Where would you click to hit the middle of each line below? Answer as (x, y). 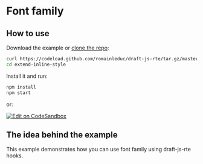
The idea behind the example (62, 135)
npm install (21, 87)
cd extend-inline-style (36, 65)
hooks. (15, 156)
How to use (28, 33)
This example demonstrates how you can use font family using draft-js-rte (99, 150)
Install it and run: (27, 76)
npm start (19, 93)
